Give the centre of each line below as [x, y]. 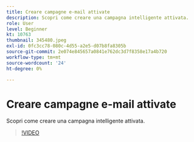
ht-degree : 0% [24, 69]
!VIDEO [30, 133]
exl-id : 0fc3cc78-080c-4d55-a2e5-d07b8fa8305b [66, 46]
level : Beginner [27, 29]
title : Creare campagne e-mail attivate [58, 12]
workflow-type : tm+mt [34, 57]
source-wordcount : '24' [36, 63]
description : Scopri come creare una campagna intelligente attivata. [98, 18]
